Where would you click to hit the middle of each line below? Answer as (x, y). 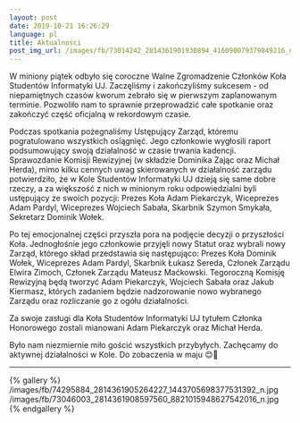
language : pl (33, 34)
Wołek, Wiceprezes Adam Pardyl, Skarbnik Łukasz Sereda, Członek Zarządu (150, 263)
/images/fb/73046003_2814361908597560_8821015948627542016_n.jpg (144, 400)
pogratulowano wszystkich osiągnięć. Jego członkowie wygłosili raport (140, 141)
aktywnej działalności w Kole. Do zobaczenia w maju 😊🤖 (114, 355)
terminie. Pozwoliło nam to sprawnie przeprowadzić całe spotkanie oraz (142, 105)
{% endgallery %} (42, 409)
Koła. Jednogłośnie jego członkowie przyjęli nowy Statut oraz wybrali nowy (147, 244)
